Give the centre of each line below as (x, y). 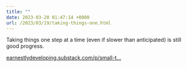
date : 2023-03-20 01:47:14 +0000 (48, 17)
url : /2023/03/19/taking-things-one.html (59, 23)
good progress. (25, 46)
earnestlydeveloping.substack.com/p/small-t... (64, 58)
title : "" (19, 12)
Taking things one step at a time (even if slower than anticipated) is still (94, 40)
